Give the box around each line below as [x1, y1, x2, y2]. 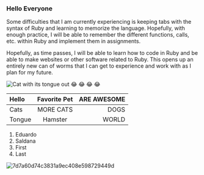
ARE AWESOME [79, 95, 126, 104]
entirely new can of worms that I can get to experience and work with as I [6, 62, 191, 70]
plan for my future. [6, 69, 53, 76]
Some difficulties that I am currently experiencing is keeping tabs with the [6, 18, 192, 26]
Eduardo [15, 131, 37, 138]
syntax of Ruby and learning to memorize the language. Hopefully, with [6, 24, 185, 32]
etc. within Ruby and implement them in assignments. [6, 38, 141, 45]
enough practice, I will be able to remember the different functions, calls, [6, 31, 189, 38]
